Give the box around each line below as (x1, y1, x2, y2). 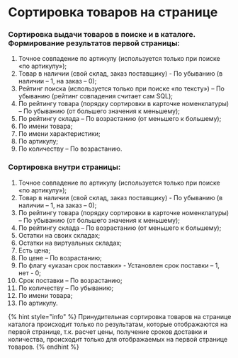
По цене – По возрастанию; (18, 253, 102, 262)
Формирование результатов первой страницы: (8, 38, 180, 48)
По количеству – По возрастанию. (18, 144, 123, 153)
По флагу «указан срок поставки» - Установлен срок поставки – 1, (18, 261, 220, 270)
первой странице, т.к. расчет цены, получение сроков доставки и (8, 327, 208, 336)
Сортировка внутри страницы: (8, 162, 121, 172)
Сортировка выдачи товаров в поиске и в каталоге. (8, 30, 195, 40)
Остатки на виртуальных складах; (18, 238, 123, 247)
